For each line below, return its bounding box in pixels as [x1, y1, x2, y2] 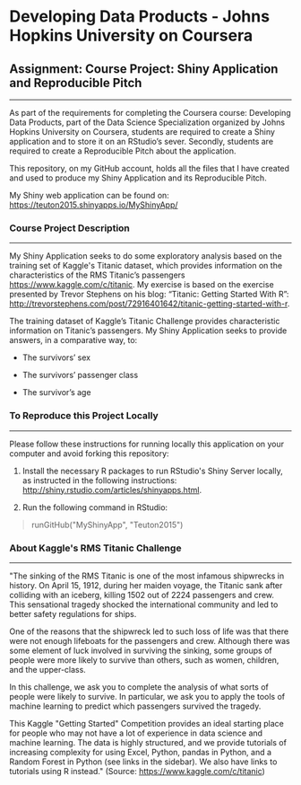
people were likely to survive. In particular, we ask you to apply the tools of [9, 691, 285, 701]
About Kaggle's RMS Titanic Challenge [9, 542, 182, 554]
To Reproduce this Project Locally [9, 410, 159, 422]
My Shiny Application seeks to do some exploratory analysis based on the [9, 251, 282, 261]
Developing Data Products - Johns [9, 6, 271, 27]
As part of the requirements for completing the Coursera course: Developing [9, 108, 291, 118]
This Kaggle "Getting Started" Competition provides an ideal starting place [9, 718, 284, 728]
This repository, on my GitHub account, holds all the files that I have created [9, 163, 289, 173]
